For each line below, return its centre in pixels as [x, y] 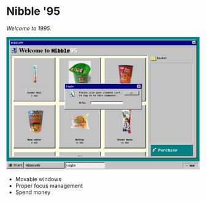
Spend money [33, 192]
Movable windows [38, 179]
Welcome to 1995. [29, 28]
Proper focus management [49, 186]
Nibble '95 [33, 11]
